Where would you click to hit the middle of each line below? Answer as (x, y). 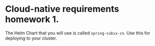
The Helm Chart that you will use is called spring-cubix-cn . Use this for (78, 33)
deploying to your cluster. (31, 38)
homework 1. (32, 19)
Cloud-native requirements (62, 9)
